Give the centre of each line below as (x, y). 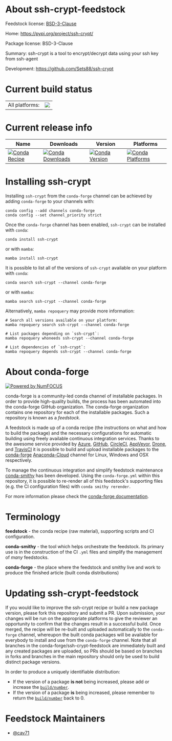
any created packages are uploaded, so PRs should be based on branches (84, 651)
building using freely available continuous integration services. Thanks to (82, 438)
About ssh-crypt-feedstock (65, 9)
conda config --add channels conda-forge (50, 211)
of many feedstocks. (27, 557)
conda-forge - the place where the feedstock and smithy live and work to (83, 567)
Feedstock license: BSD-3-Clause (41, 24)
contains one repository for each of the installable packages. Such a (77, 412)
